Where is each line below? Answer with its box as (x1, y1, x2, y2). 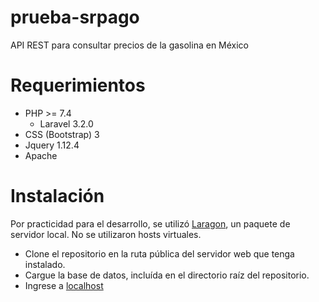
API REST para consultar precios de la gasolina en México (10, 39, 250, 51)
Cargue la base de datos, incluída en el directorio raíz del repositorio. (24, 269, 310, 281)
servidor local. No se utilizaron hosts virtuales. (10, 228, 202, 240)
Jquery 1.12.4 (24, 139, 80, 151)
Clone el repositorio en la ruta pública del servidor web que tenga (24, 247, 295, 260)
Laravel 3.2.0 (39, 117, 94, 130)
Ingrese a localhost (24, 279, 104, 291)
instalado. (24, 258, 66, 270)
